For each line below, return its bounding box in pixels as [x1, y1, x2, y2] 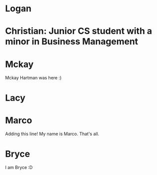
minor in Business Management [5, 36, 139, 47]
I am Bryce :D [5, 165, 33, 171]
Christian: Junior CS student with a [5, 26, 153, 37]
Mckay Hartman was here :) [5, 75, 62, 81]
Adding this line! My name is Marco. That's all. [5, 131, 100, 137]
